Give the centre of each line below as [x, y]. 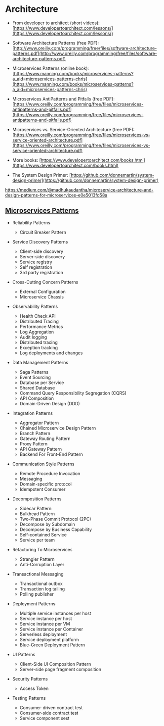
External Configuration [42, 291]
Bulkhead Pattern [37, 514]
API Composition [37, 398]
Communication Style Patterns [43, 464]
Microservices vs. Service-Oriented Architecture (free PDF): [73, 129]
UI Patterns [24, 654]
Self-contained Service [43, 534]
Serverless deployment [43, 634]
